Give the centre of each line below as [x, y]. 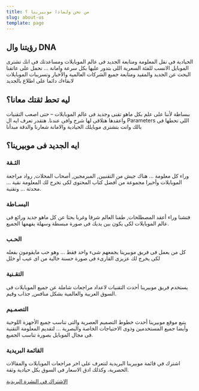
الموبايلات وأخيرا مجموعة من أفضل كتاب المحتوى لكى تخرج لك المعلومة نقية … [94, 182]
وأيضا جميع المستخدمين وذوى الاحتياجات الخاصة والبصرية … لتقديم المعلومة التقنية [97, 328]
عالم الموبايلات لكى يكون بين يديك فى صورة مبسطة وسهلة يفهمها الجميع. [88, 223]
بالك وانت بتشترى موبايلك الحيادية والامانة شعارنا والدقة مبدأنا [74, 127]
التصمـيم [17, 309]
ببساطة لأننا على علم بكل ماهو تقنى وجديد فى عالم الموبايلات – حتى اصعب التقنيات [98, 114]
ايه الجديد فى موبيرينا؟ [43, 145]
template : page [25, 23]
